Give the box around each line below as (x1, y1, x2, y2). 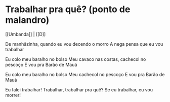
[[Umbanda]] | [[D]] (5, 31, 46, 37)
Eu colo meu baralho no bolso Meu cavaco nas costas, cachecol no (5, 56, 146, 62)
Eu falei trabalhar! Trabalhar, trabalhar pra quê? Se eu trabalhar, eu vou (5, 86, 153, 92)
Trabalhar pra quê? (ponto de (5, 4, 131, 15)
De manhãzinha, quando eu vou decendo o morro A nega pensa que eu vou (5, 41, 163, 47)
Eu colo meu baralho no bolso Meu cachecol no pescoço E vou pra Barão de (5, 71, 165, 77)
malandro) (5, 14, 50, 26)
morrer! (5, 92, 21, 98)
